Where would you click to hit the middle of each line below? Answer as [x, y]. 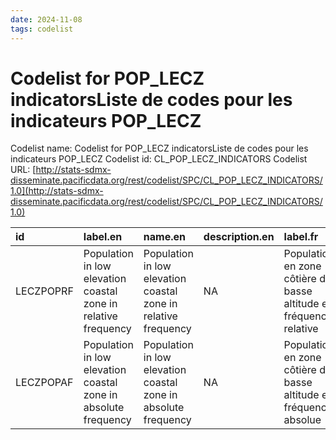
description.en [239, 237]
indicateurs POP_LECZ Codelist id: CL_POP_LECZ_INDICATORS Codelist [159, 159]
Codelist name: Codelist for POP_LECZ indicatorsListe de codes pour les [159, 148]
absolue [302, 420]
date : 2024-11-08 [46, 19]
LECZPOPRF [44, 291]
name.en [164, 237]
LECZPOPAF [44, 383]
